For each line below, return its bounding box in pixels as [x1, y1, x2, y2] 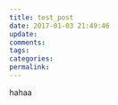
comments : [9, 37, 46, 47]
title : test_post [9, 12, 74, 22]
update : [9, 29, 38, 38]
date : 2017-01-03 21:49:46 [9, 21, 110, 30]
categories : [9, 54, 54, 63]
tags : [9, 46, 29, 55]
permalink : [9, 63, 50, 72]
